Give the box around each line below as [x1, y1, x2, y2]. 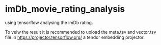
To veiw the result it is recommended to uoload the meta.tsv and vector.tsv [5, 29, 156, 35]
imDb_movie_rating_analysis [5, 3, 125, 15]
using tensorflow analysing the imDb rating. [5, 20, 93, 25]
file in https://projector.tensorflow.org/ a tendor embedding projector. [5, 34, 145, 40]
